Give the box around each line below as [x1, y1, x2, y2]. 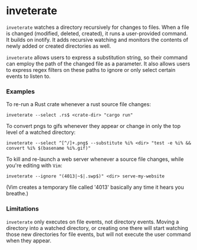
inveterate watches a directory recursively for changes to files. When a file [6, 24, 190, 31]
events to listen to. [6, 73, 51, 80]
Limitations [6, 205, 40, 213]
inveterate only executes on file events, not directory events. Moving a [6, 218, 179, 225]
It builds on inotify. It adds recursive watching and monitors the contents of [6, 36, 189, 43]
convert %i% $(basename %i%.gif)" [6, 146, 91, 152]
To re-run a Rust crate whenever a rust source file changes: [6, 101, 152, 108]
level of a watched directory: [6, 129, 75, 136]
